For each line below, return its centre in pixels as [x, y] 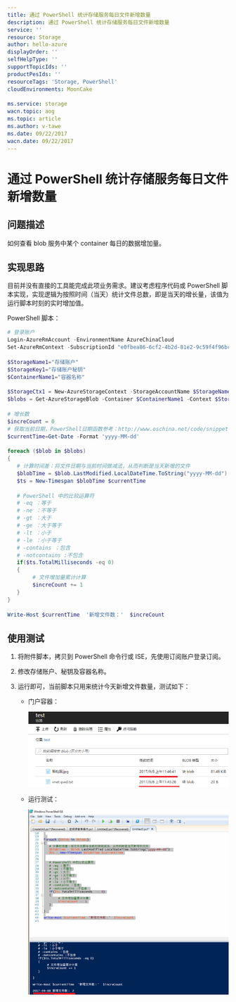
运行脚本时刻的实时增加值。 [47, 303]
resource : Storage [34, 37]
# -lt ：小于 [34, 533]
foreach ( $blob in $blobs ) [47, 451]
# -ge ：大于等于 [39, 526]
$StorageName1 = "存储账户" [43, 362]
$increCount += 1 [58, 585]
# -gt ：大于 [34, 518]
